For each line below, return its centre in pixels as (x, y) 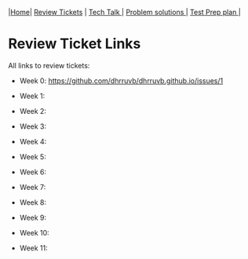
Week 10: (34, 232)
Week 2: (33, 111)
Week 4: (33, 141)
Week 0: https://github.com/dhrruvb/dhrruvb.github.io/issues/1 (121, 80)
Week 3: (33, 126)
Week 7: (33, 187)
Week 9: (33, 217)
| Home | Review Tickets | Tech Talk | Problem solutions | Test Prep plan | (124, 12)
